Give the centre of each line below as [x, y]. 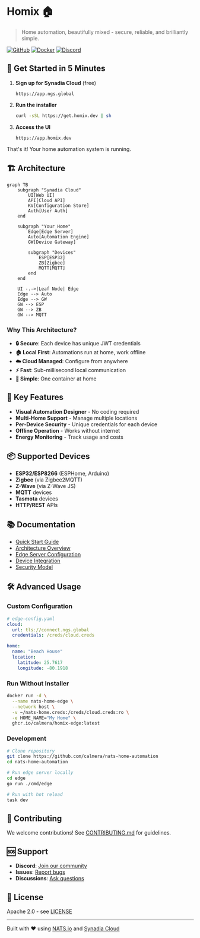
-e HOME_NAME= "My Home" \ [44, 718]
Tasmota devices [36, 499]
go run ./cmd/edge [29, 783]
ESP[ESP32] [52, 258]
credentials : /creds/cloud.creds [53, 635]
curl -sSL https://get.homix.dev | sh [63, 116]
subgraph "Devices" [52, 253]
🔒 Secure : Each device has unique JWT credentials [78, 343]
